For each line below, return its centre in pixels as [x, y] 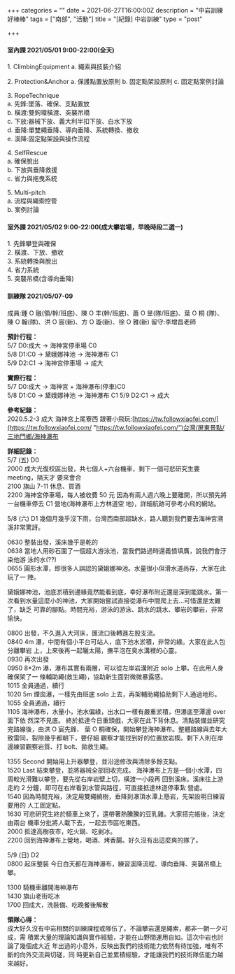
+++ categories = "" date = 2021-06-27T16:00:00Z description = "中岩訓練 [115, 10]
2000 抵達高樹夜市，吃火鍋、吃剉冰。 [62, 831]
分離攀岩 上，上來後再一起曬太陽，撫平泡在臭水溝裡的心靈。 [94, 650]
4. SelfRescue [27, 153]
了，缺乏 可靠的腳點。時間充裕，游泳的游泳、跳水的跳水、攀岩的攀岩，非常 [115, 609]
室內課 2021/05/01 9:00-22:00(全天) [61, 50]
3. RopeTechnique [33, 96]
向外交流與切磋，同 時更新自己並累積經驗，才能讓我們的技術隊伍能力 [118, 954]
